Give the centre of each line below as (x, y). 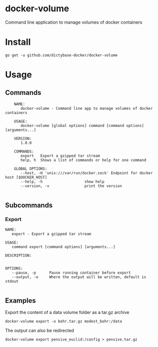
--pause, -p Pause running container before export (71, 273)
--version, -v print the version (71, 186)
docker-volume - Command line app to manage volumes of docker (87, 108)
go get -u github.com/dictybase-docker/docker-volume (62, 55)
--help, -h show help (63, 182)
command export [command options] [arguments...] (63, 247)
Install (18, 42)
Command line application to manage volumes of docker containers (74, 22)
